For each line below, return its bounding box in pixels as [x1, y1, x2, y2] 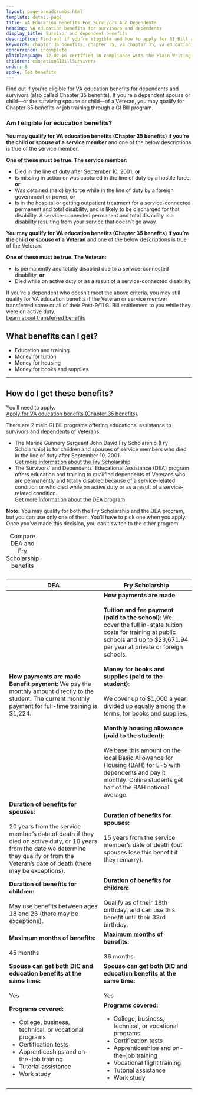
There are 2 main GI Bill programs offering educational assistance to [6, 422, 172, 429]
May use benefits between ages [9, 902, 98, 911]
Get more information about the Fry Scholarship [14, 459, 131, 466]
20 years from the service [9, 823, 81, 831]
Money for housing [14, 359, 61, 366]
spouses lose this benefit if [103, 849, 179, 857]
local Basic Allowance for [103, 754, 174, 762]
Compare [9, 532, 36, 541]
